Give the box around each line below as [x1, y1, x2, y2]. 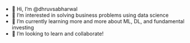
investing [11, 24, 34, 31]
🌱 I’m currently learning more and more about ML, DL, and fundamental [11, 18, 185, 24]
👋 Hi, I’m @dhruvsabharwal [11, 6, 78, 12]
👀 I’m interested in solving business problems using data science [11, 12, 169, 19]
